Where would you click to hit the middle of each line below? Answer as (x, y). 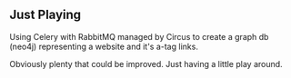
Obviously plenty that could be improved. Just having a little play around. (146, 63)
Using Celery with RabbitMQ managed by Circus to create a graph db (139, 36)
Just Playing (45, 15)
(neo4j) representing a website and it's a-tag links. (104, 46)
